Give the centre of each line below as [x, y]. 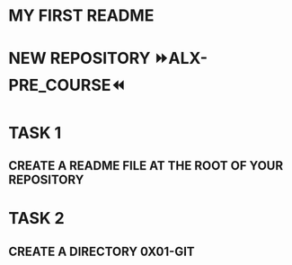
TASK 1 [35, 132]
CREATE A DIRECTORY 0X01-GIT [102, 251]
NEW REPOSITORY [80, 58]
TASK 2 [36, 219]
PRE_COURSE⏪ [67, 85]
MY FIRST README [81, 16]
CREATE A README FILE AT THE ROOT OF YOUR [146, 166]
